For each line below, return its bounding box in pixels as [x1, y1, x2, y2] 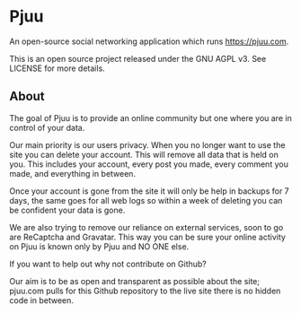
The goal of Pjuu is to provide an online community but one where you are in [9, 112, 292, 123]
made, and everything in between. [9, 168, 137, 178]
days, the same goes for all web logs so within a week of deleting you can [9, 195, 283, 205]
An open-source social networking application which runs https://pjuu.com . [9, 36, 289, 47]
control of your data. [9, 122, 85, 133]
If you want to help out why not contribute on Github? [9, 258, 207, 269]
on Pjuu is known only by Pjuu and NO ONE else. [9, 240, 190, 252]
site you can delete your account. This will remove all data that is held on [9, 149, 279, 160]
